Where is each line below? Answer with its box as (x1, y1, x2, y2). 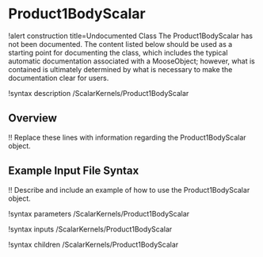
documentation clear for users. (8, 73, 109, 82)
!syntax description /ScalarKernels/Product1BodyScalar (8, 88, 189, 98)
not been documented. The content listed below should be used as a (8, 39, 233, 48)
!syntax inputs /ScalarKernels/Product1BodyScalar (8, 224, 173, 234)
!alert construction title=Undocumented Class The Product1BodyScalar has (8, 31, 253, 40)
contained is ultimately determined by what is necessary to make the (8, 64, 233, 74)
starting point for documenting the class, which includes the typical (8, 48, 228, 57)
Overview (8, 112, 58, 125)
